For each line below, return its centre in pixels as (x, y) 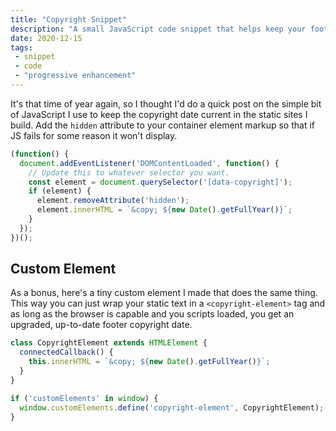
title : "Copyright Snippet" (69, 19)
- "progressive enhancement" (75, 76)
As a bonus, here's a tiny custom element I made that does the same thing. (164, 293)
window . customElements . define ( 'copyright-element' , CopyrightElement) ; (172, 407)
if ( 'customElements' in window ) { (84, 398)
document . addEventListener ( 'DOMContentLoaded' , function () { (149, 163)
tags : (21, 47)
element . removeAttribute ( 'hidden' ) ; (113, 201)
